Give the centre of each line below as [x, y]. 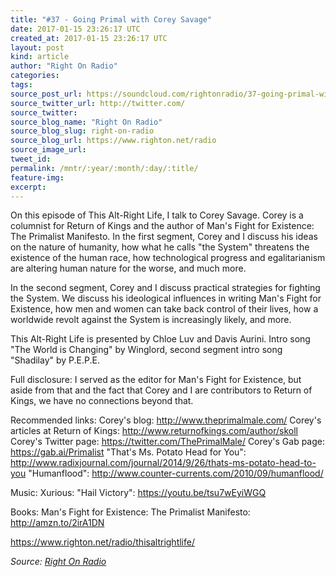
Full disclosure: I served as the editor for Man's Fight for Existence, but [156, 380]
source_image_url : [48, 150]
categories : [35, 76]
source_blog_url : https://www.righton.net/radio [113, 141]
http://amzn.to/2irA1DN [57, 523]
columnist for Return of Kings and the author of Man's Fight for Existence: [162, 226]
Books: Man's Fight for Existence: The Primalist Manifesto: [130, 512]
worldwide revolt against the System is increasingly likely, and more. [151, 320]
